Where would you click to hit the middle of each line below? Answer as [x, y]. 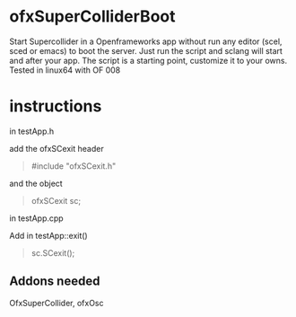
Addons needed [55, 282]
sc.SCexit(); [53, 252]
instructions [56, 106]
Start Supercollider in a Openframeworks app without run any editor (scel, [146, 41]
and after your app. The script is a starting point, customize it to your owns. [148, 60]
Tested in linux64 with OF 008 [65, 70]
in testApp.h [32, 131]
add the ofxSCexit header [57, 148]
